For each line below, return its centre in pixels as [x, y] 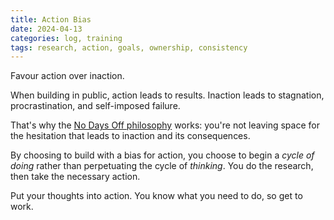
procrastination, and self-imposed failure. [95, 106]
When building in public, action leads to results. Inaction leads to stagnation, [167, 95]
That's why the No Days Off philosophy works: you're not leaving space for [165, 125]
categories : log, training [66, 38]
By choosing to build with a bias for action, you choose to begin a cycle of [162, 155]
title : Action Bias [51, 19]
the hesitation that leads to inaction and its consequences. [130, 136]
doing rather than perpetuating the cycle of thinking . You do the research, [162, 166]
